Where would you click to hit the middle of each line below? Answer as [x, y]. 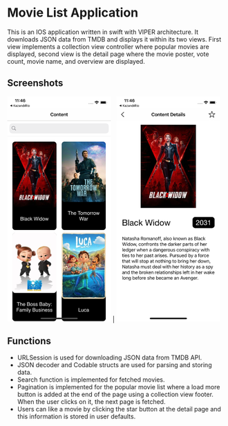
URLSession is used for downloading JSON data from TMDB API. [110, 357]
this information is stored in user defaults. [76, 416]
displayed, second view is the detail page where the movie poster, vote [108, 54]
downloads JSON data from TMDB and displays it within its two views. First [114, 39]
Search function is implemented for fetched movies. [91, 380]
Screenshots [35, 83]
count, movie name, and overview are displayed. [76, 61]
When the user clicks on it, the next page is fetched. [91, 402]
